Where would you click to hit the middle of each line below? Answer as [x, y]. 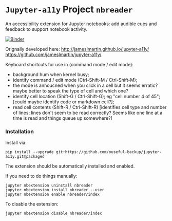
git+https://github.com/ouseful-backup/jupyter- [109, 152]
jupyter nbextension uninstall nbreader [49, 186]
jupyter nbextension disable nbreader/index [54, 214]
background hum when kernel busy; [51, 74]
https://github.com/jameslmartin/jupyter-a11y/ [53, 54]
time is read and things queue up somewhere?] [63, 118]
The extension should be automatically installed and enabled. [70, 166]
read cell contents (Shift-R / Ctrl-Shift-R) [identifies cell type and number [90, 107]
